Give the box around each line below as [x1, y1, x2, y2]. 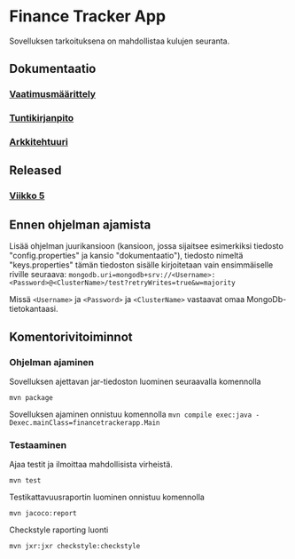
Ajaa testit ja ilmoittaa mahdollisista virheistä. [9, 459, 173, 470]
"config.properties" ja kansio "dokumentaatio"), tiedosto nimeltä [9, 251, 244, 261]
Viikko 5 [9, 189, 45, 202]
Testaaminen [9, 438, 67, 451]
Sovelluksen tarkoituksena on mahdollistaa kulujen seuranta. [9, 36, 230, 46]
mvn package [9, 393, 53, 402]
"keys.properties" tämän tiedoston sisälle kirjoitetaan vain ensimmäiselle [9, 260, 274, 270]
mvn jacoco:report [9, 509, 77, 518]
